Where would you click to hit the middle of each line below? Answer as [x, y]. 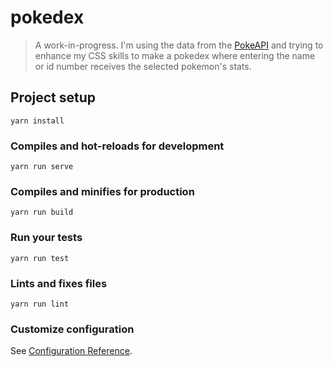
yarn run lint [40, 304]
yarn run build [42, 212]
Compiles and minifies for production [102, 191]
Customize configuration [72, 329]
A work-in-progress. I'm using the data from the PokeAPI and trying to [179, 45]
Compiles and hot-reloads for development [117, 146]
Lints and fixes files [59, 283]
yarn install [37, 121]
